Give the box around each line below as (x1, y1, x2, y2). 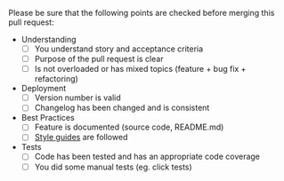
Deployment (20, 83, 67, 94)
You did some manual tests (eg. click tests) (34, 161, 192, 172)
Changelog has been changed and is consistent (34, 102, 210, 114)
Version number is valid (34, 92, 121, 103)
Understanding (20, 35, 77, 44)
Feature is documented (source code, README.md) (34, 122, 224, 132)
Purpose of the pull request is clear (34, 53, 164, 65)
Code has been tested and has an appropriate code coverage (34, 151, 260, 162)
